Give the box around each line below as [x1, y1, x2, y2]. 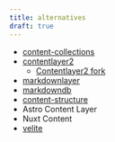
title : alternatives [9, 13, 87, 22]
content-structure [22, 93, 88, 104]
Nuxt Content [22, 113, 73, 124]
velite [22, 122, 43, 133]
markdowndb [22, 84, 72, 95]
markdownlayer [22, 75, 81, 85]
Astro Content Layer [22, 103, 97, 114]
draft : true [9, 22, 54, 31]
